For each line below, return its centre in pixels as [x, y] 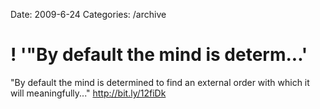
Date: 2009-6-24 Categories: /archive [88, 14]
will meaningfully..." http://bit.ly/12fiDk [88, 93]
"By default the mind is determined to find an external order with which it [160, 82]
